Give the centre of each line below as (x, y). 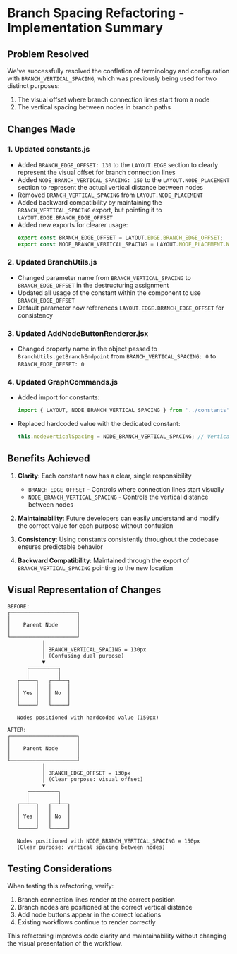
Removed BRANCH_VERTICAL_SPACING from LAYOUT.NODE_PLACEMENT (110, 195)
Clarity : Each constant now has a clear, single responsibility (104, 476)
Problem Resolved (48, 54)
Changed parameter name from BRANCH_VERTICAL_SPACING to (104, 277)
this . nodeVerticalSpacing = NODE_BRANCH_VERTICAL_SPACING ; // (111, 437)
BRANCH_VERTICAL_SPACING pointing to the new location (95, 568)
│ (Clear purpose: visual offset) (92, 779)
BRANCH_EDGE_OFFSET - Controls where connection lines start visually (126, 489)
